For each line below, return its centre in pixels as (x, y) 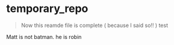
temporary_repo (47, 9)
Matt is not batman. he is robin (44, 37)
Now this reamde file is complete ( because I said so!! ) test (95, 25)
